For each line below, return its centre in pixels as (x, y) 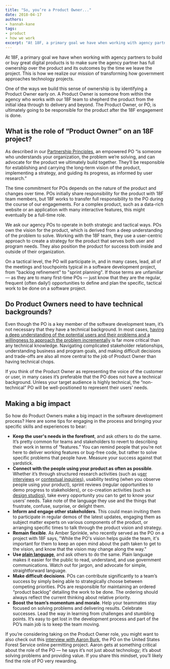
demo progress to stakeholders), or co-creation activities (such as (81, 490)
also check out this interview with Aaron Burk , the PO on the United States (83, 640)
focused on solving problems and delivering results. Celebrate (77, 608)
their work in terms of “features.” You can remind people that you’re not (87, 447)
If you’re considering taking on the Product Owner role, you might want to (82, 634)
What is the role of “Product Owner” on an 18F (79, 131)
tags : (11, 29)
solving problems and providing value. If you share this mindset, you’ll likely (84, 656)
